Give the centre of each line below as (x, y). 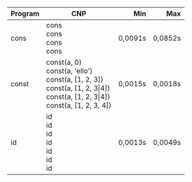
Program (25, 13)
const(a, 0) (64, 62)
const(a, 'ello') (69, 71)
